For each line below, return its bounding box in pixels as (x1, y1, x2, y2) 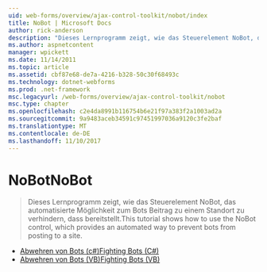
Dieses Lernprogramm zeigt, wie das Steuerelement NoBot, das (27, 197, 237, 207)
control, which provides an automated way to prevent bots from (27, 223, 236, 232)
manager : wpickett (8, 48, 69, 56)
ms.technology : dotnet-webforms (8, 78, 115, 86)
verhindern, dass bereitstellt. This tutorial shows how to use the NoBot (27, 214, 257, 224)
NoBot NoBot (8, 171, 93, 189)
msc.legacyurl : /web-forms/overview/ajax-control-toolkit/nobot (8, 93, 226, 101)
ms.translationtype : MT (8, 122, 87, 130)
